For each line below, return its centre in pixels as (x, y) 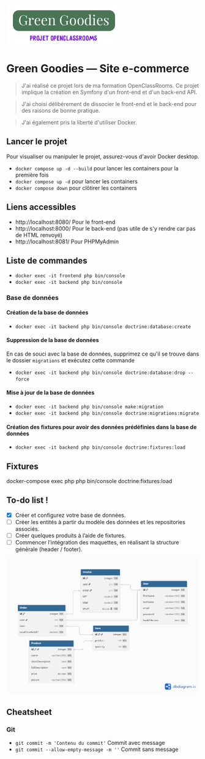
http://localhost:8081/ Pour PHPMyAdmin (67, 242)
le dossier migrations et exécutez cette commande (70, 360)
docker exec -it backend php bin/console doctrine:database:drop (100, 373)
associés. (27, 528)
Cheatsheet (29, 712)
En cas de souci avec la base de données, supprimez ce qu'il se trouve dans (103, 354)
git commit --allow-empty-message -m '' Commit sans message (97, 749)
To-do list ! (28, 501)
